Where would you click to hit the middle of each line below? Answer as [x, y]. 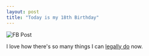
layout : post [23, 12]
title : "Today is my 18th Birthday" [53, 17]
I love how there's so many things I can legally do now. [74, 46]
